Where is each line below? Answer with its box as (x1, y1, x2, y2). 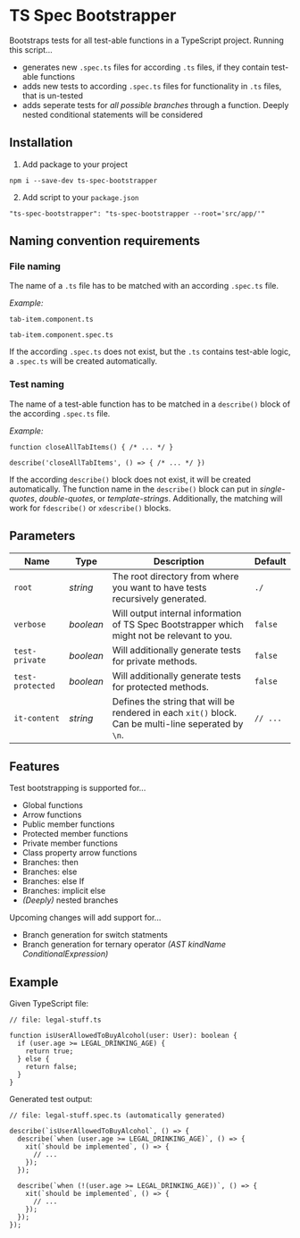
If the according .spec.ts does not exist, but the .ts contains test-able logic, (9, 346, 291, 358)
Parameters (9, 528, 76, 543)
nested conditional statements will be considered (21, 109, 204, 120)
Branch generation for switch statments (21, 930, 168, 940)
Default (254, 555, 287, 568)
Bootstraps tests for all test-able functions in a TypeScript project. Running (9, 35, 284, 46)
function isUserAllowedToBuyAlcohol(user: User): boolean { (9, 1032, 238, 1040)
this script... (9, 44, 54, 55)
